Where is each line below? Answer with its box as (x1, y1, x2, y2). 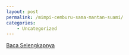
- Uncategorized (17, 25, 58, 32)
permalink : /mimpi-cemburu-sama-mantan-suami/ (6, 14, 124, 20)
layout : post (6, 8, 39, 15)
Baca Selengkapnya (6, 42, 55, 49)
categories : (6, 20, 36, 26)
